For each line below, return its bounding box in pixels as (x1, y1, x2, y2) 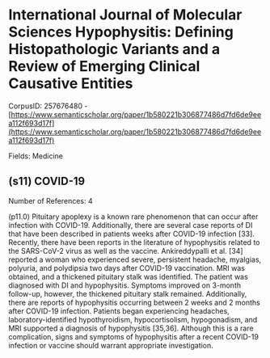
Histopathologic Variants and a (8, 40, 221, 58)
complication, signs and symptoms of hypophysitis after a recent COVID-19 (8, 331, 259, 341)
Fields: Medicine (8, 151, 63, 161)
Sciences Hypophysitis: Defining (8, 23, 234, 41)
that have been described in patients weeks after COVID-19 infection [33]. (8, 229, 255, 238)
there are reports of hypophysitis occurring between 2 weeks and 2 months (8, 297, 260, 307)
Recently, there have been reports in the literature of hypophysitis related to (8, 237, 260, 247)
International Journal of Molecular (8, 6, 243, 24)
